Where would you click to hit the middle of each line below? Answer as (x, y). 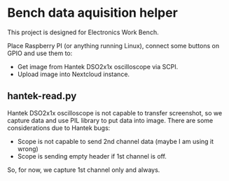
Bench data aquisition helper (93, 13)
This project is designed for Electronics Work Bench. (83, 32)
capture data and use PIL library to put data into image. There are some (110, 120)
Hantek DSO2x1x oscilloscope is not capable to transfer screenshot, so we (115, 113)
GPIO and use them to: (40, 53)
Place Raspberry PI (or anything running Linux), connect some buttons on (113, 45)
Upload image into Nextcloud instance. (74, 74)
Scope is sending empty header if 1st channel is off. (92, 156)
